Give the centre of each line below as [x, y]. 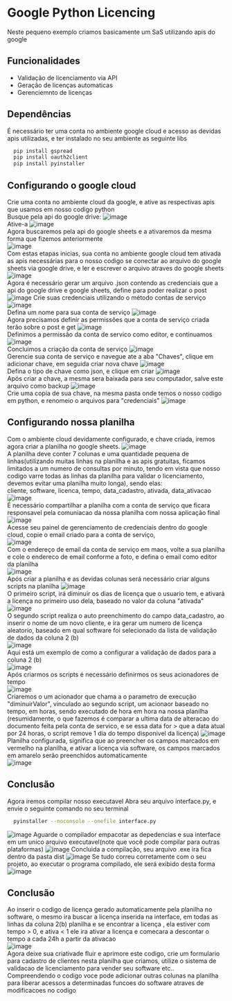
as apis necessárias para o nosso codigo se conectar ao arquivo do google [114, 261]
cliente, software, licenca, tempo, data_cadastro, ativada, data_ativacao [109, 490]
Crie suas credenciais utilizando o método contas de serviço [120, 298]
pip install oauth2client [51, 157]
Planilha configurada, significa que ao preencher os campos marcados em [113, 740]
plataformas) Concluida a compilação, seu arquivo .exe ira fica [109, 849]
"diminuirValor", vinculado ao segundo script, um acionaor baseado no [108, 703]
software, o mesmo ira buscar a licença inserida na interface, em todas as [113, 917]
